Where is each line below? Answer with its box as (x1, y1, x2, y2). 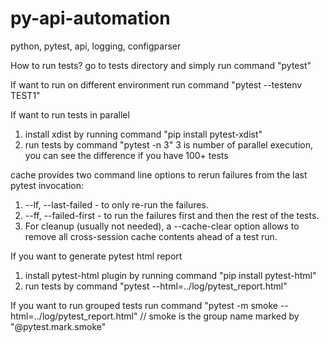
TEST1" (10, 89, 41, 101)
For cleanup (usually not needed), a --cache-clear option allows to (24, 220, 300, 232)
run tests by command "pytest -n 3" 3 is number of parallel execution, (24, 138, 313, 151)
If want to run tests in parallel (10, 108, 130, 121)
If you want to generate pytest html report (10, 250, 183, 262)
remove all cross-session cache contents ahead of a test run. (24, 230, 278, 242)
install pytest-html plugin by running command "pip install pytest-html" (24, 269, 317, 281)
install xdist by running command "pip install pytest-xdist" (24, 128, 263, 140)
